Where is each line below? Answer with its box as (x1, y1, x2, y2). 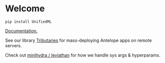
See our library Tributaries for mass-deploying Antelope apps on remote (5, 37, 152, 43)
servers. (5, 42, 22, 48)
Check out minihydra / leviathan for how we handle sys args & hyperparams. (5, 52, 161, 58)
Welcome (5, 3, 45, 14)
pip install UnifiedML (5, 19, 52, 24)
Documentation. (5, 28, 38, 33)
